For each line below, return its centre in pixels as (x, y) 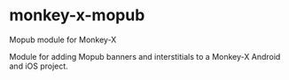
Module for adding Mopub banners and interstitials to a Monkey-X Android (145, 56)
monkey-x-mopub (77, 15)
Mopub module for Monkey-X (63, 40)
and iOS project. (39, 66)
